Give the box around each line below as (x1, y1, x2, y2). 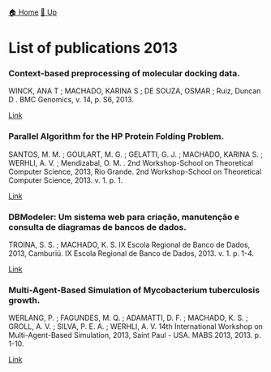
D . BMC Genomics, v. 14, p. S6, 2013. (8, 95, 134, 105)
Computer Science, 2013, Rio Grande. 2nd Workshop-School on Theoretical (8, 167, 262, 176)
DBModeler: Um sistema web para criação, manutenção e (8, 211, 239, 223)
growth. (8, 295, 41, 305)
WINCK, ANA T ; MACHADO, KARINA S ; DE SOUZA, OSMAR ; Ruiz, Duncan (8, 86, 261, 96)
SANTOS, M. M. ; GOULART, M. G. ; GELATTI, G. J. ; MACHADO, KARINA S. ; (8, 149, 264, 159)
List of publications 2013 (8, 39, 179, 58)
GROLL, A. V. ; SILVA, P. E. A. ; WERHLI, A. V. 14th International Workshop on (8, 322, 264, 331)
